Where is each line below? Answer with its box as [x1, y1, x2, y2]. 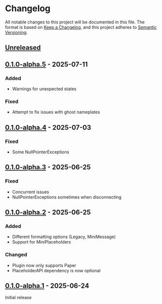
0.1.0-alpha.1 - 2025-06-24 [5, 282, 90, 290]
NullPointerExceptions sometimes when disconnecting [12, 194, 122, 200]
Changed [5, 251, 28, 258]
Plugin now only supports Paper [12, 262, 76, 268]
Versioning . [5, 29, 28, 35]
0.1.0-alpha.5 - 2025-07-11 [5, 60, 88, 68]
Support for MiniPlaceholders [12, 239, 72, 245]
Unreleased [5, 43, 41, 52]
